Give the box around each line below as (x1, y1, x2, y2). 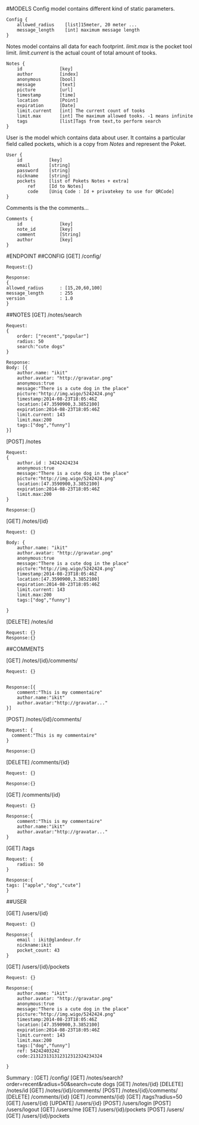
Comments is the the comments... (6, 205, 89, 211)
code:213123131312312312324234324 (17, 1053, 102, 1059)
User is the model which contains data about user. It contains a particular (6, 134, 186, 141)
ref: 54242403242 (17, 1048, 60, 1054)
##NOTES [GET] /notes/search (6, 311, 82, 318)
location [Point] (17, 97, 79, 103)
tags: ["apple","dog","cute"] (6, 882, 82, 888)
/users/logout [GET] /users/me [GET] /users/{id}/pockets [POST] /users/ (6, 1106, 185, 1113)
